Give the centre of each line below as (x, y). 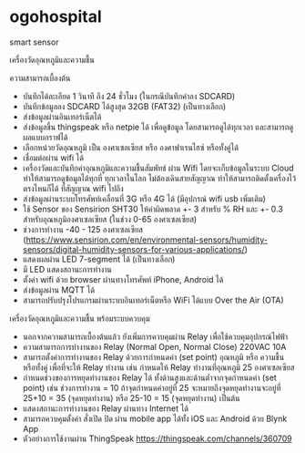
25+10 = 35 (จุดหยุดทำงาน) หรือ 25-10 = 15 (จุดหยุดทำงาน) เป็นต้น (131, 397)
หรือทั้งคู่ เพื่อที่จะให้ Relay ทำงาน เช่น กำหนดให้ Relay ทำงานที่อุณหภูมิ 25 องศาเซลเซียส (158, 367)
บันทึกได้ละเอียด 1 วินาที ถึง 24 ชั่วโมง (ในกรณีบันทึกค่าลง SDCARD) (129, 96)
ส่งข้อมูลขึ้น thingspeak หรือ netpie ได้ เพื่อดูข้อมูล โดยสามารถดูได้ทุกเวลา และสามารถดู (158, 127)
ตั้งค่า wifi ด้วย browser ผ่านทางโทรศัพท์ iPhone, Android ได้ (123, 279)
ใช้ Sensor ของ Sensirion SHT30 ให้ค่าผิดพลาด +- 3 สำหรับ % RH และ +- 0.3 (153, 209)
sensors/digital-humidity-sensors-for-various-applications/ (134, 249)
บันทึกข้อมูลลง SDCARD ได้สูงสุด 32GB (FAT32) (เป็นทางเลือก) (124, 106)
